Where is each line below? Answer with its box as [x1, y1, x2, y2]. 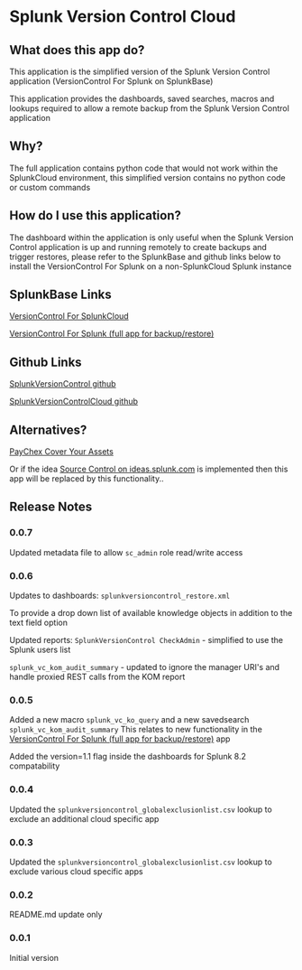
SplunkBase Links [9, 287, 112, 303]
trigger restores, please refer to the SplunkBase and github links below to [9, 251, 281, 262]
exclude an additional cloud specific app [9, 813, 160, 824]
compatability [9, 760, 60, 771]
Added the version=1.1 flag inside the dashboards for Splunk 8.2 [9, 751, 246, 762]
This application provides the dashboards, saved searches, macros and [9, 93, 275, 104]
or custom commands [9, 182, 91, 192]
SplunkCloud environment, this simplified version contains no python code [9, 172, 286, 182]
